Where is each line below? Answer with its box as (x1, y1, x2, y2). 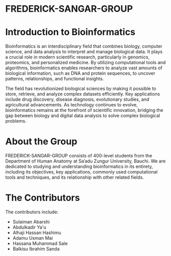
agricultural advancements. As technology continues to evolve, (5, 102, 138, 108)
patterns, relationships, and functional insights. (5, 76, 104, 82)
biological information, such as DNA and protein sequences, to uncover (5, 70, 156, 76)
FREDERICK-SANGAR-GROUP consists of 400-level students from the (5, 153, 152, 159)
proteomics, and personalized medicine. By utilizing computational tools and (5, 60, 166, 66)
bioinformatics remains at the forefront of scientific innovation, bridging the (5, 107, 163, 113)
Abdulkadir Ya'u (12, 224, 46, 230)
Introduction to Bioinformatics (5, 26, 136, 38)
